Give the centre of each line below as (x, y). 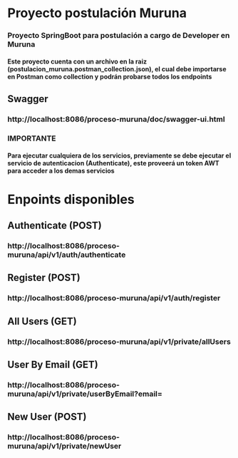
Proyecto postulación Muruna (97, 13)
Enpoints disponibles (71, 199)
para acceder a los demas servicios (61, 171)
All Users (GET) (42, 321)
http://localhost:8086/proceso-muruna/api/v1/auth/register (114, 298)
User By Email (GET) (53, 365)
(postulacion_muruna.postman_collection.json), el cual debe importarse (117, 68)
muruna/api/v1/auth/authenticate (67, 255)
